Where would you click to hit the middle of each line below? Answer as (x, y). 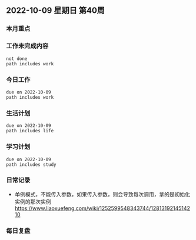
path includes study (31, 164)
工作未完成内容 (27, 46)
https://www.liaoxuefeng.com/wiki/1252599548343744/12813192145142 (102, 208)
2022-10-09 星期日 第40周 (55, 11)
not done (17, 59)
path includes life (30, 131)
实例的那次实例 (33, 201)
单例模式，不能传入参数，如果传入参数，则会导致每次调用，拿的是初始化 (102, 194)
